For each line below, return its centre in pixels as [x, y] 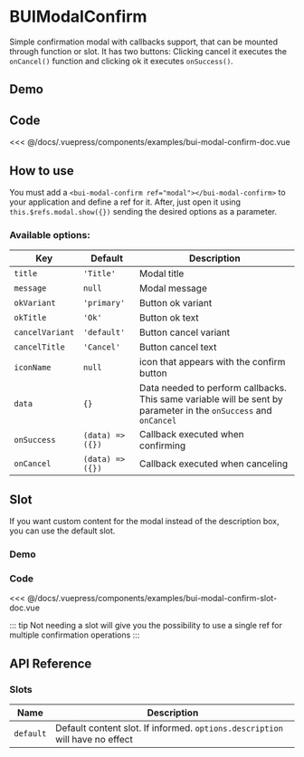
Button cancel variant [185, 332]
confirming [162, 446]
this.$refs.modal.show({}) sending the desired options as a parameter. [143, 211]
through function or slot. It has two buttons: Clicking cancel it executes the [148, 51]
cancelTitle [40, 347]
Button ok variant [176, 303]
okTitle [30, 318]
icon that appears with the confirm [212, 362]
